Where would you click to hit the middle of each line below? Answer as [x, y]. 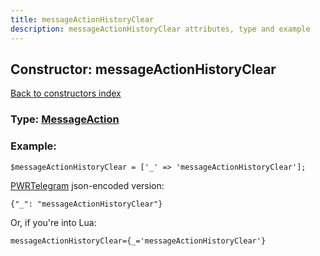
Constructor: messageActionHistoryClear [143, 69]
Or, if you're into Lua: [53, 222]
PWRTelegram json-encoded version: [87, 185]
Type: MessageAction [65, 119]
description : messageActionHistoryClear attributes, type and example [160, 29]
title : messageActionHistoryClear [82, 19]
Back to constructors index [66, 93]
